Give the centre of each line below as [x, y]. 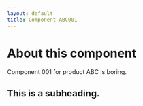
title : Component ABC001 [42, 20]
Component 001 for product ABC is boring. [67, 72]
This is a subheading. [53, 93]
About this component [72, 53]
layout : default [30, 13]
